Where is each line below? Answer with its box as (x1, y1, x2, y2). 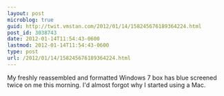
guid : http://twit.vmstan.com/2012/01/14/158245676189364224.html (7, 23, 202, 29)
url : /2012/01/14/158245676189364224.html (7, 55, 131, 62)
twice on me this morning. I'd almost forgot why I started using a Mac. (7, 80, 206, 89)
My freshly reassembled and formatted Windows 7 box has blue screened (7, 73, 217, 82)
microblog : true (7, 16, 54, 23)
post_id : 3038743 (7, 29, 57, 36)
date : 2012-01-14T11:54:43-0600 (7, 36, 100, 43)
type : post (7, 49, 39, 56)
